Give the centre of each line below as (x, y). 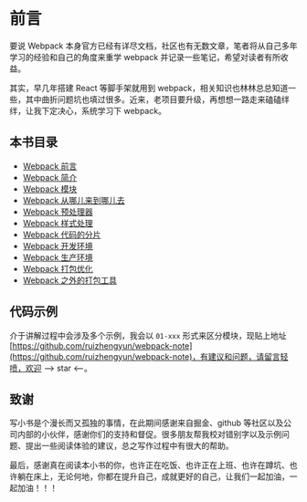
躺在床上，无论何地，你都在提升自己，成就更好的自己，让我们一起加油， (153, 476)
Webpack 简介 (50, 177)
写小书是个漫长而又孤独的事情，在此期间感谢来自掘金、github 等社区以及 (147, 423)
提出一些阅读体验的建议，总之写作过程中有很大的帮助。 (129, 446)
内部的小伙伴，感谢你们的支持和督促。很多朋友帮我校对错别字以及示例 (149, 434)
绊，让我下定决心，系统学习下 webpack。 (88, 110)
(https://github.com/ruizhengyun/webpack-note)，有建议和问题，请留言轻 (149, 356)
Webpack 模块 (50, 189)
